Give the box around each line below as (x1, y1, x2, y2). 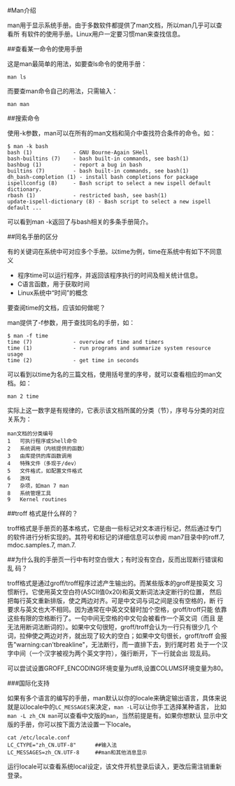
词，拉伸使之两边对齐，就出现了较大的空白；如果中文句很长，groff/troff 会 (7, 632, 222, 640)
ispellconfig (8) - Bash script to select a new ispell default (7, 180, 211, 187)
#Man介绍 (7, 6, 36, 14)
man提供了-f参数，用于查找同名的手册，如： (7, 319, 136, 326)
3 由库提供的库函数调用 (7, 453, 72, 460)
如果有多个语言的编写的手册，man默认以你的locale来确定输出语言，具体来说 (7, 694, 227, 702)
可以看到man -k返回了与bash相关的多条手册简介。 (7, 218, 152, 226)
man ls (7, 74, 27, 81)
